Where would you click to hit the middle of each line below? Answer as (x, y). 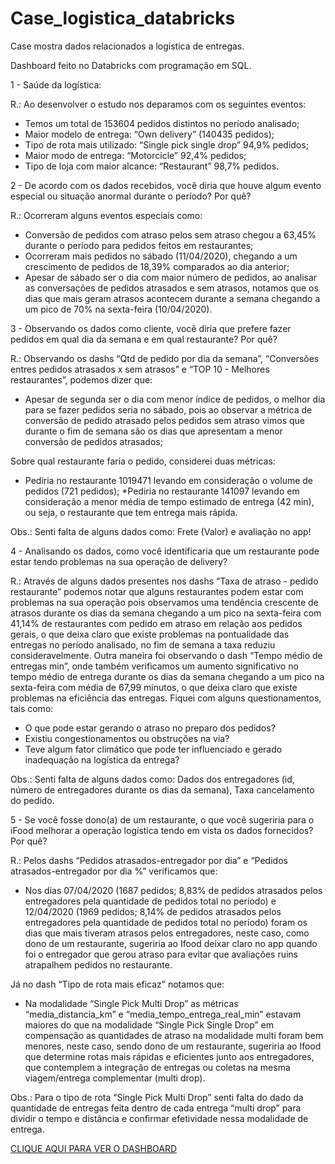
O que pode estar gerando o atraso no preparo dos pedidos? (150, 728)
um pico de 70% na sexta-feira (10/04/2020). (118, 309)
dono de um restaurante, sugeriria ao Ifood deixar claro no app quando (171, 943)
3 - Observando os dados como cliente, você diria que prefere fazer (151, 328)
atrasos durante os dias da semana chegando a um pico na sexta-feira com (166, 613)
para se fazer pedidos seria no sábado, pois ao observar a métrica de (168, 409)
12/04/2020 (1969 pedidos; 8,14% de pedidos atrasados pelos (153, 911)
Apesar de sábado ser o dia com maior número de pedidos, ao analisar (171, 277)
